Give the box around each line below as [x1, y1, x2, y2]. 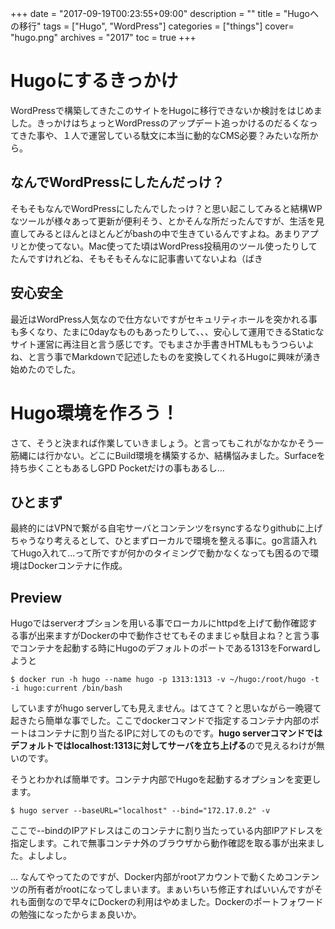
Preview [10, 589, 63, 606]
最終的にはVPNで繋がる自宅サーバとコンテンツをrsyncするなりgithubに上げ [10, 522, 323, 534]
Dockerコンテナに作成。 [27, 560, 124, 572]
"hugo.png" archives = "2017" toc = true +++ [10, 32, 197, 43]
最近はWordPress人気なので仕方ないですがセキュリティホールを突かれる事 [10, 313, 318, 325]
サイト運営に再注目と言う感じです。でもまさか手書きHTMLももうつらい [10, 338, 306, 350]
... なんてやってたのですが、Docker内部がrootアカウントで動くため [10, 871, 285, 883]
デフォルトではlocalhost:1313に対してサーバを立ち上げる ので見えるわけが [10, 740, 317, 752]
